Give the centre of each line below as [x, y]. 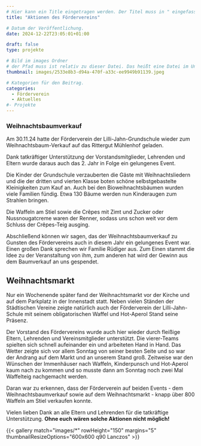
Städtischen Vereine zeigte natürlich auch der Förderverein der [84, 308]
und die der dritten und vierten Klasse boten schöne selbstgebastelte [92, 181]
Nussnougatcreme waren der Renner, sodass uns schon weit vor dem [92, 219]
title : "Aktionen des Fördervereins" [53, 17]
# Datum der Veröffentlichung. [45, 28]
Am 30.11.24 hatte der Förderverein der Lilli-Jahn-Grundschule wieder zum [98, 139]
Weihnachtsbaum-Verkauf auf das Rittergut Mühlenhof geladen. [85, 145]
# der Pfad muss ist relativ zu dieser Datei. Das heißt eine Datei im [97, 66]
